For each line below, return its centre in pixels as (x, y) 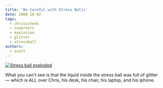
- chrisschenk (24, 23)
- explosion (22, 33)
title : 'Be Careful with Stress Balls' (47, 10)
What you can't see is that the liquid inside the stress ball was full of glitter (81, 75)
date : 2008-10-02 (23, 14)
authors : (14, 46)
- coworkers (22, 28)
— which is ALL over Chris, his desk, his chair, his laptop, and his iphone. (80, 80)
